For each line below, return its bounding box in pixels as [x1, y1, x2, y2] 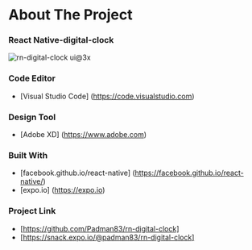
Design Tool [8, 111, 56, 123]
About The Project [8, 6, 133, 24]
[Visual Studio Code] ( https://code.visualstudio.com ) [19, 91, 195, 101]
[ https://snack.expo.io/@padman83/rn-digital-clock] [19, 232, 195, 242]
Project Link [8, 206, 56, 217]
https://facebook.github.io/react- [134, 168, 244, 178]
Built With [8, 150, 48, 160]
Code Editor [8, 73, 56, 84]
